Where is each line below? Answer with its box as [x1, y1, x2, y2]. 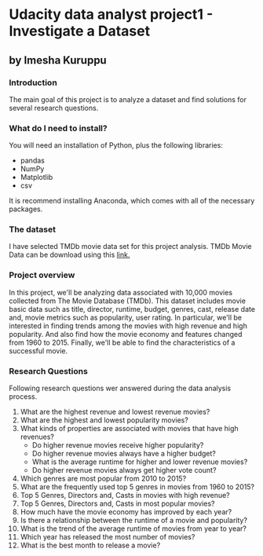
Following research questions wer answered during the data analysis [9, 383, 231, 393]
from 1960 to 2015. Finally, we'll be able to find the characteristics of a [9, 338, 236, 347]
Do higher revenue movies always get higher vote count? [31, 466, 217, 475]
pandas [20, 155, 46, 166]
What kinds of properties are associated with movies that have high [20, 424, 239, 433]
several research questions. [9, 103, 99, 112]
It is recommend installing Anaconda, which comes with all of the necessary [9, 196, 255, 206]
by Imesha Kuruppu [9, 53, 107, 67]
